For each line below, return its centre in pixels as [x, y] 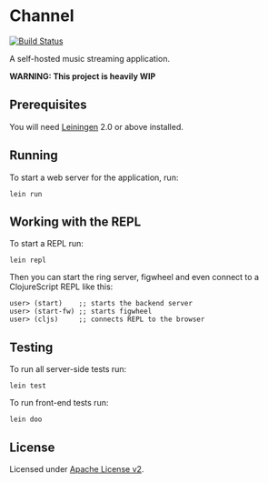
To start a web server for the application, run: [94, 177]
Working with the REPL [75, 221]
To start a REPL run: [47, 244]
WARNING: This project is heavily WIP [83, 76]
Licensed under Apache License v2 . [77, 469]
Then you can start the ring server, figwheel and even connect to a [134, 277]
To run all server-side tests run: [68, 369]
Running [34, 156]
